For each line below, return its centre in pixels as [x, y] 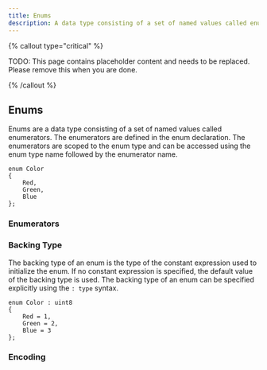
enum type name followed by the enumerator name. [93, 154]
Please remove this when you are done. [73, 69]
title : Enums [30, 16]
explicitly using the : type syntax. [64, 288]
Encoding [27, 357]
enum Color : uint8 [41, 302]
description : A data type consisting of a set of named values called [128, 23]
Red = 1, [37, 316]
